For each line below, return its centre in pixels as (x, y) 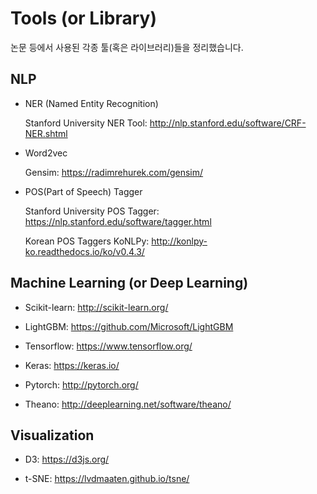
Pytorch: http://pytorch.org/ (81, 384)
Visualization (52, 435)
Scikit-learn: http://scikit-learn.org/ (96, 307)
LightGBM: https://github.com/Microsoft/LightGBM (129, 326)
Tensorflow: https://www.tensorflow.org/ (108, 346)
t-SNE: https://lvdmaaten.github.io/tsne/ (107, 479)
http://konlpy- (179, 241)
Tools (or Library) (83, 18)
